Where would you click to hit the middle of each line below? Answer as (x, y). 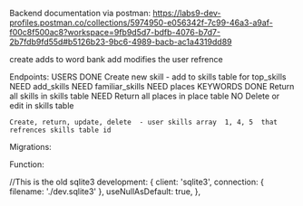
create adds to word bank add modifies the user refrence (117, 59)
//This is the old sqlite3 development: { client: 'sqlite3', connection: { (137, 182)
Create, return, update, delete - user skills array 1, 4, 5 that (144, 122)
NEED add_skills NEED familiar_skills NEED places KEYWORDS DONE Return (152, 86)
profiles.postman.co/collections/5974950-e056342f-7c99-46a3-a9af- (142, 23)
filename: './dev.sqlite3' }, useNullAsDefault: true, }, (105, 192)
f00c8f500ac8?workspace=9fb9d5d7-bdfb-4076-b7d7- (115, 32)
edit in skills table (42, 106)
